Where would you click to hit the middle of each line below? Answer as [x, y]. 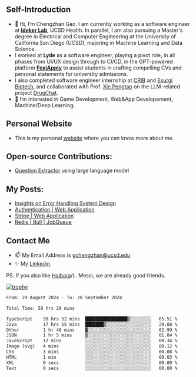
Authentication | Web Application [55, 210]
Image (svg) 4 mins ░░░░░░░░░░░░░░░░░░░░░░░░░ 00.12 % [92, 346]
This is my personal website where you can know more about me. [94, 138]
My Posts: [25, 189]
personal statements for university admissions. [71, 74]
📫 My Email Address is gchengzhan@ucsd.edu [72, 255]
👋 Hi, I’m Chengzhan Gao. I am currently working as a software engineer [102, 24]
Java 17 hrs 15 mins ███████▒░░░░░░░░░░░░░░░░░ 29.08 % [92, 324]
